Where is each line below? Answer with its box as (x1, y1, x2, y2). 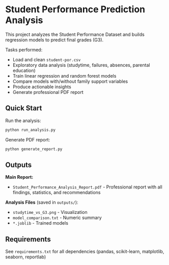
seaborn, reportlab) (5, 254, 46, 260)
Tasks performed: (5, 46, 43, 53)
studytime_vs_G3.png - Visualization (12, 209, 88, 215)
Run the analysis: (5, 117, 41, 124)
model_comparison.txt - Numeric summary (12, 214, 102, 221)
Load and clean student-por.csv (12, 56, 81, 62)
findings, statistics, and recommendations (12, 189, 101, 196)
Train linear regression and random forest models (12, 73, 117, 79)
